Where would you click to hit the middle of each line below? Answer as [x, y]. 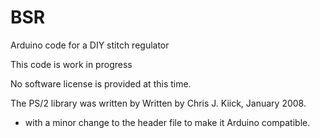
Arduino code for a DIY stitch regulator [90, 45]
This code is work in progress [71, 64]
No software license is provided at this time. [101, 83]
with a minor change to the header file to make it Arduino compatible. [167, 122]
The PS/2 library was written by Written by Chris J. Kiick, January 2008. [158, 103]
